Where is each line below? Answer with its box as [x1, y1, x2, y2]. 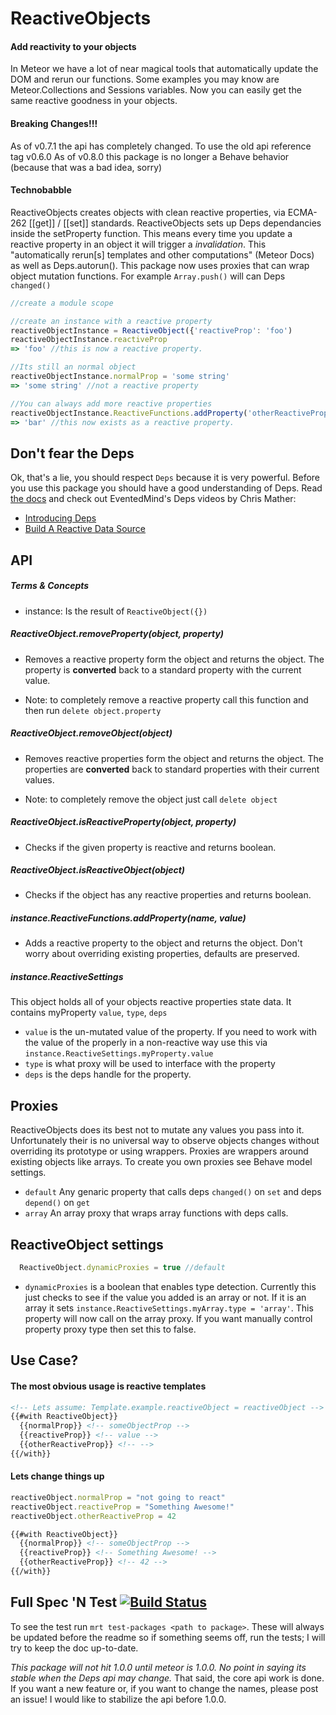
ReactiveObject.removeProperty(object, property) [10, 628, 225, 640]
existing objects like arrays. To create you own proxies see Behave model [10, 1156, 313, 1168]
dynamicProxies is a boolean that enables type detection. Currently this [24, 1280, 317, 1292]
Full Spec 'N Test [10, 1594, 118, 1611]
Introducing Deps [24, 512, 97, 524]
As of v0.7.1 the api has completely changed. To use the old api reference [10, 140, 312, 152]
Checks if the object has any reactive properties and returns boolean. [24, 889, 312, 901]
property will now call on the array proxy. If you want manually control [24, 1312, 313, 1324]
